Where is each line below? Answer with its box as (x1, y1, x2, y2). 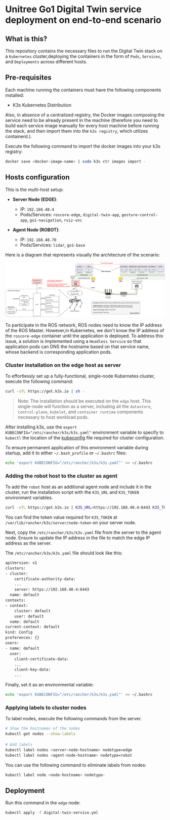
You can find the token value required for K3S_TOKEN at (5, 514, 117, 520)
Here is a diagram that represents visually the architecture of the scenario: (5, 252, 160, 258)
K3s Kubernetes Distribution (12, 102, 72, 108)
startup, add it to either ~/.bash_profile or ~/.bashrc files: (5, 450, 127, 456)
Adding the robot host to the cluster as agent (5, 472, 118, 479)
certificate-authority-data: (14, 576, 76, 581)
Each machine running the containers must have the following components (5, 87, 161, 93)
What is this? (5, 34, 48, 43)
